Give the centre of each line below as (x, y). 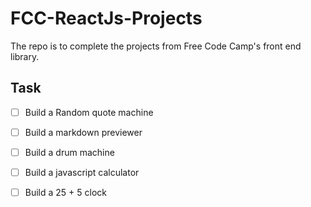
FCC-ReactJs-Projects (106, 18)
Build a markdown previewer (83, 132)
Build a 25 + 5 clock (65, 192)
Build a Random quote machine (89, 112)
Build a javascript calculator (82, 172)
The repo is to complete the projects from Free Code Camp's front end (156, 46)
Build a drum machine (69, 152)
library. (25, 56)
